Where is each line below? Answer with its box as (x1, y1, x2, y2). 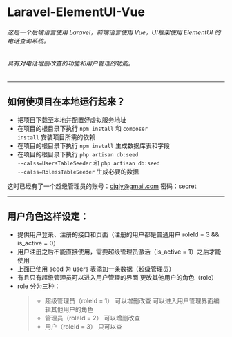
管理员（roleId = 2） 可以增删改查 (44, 314, 141, 322)
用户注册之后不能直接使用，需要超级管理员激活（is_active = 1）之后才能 (17, 247, 222, 256)
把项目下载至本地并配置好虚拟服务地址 (17, 115, 126, 124)
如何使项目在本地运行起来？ (7, 96, 126, 108)
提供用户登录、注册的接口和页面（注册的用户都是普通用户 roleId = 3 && (17, 230, 220, 238)
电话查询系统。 (7, 37, 50, 45)
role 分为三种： (17, 282, 61, 290)
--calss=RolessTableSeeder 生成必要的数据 (17, 167, 139, 176)
